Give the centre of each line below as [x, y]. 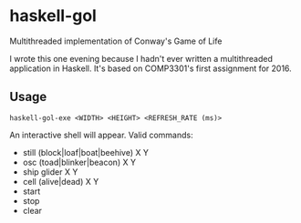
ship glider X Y [50, 172]
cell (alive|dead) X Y [61, 181]
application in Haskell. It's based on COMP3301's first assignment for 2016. [150, 68]
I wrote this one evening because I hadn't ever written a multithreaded [141, 58]
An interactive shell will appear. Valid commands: [101, 135]
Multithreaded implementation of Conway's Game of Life [116, 41]
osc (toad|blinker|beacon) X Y [79, 162]
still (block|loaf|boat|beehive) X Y [85, 152]
